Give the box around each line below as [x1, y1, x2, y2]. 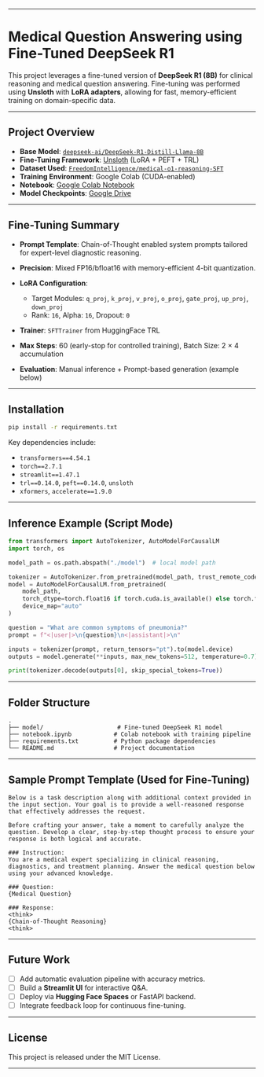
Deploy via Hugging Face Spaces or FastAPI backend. [19, 991, 196, 1001]
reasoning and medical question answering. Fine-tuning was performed [8, 79, 240, 88]
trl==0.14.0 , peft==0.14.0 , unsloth [19, 478, 134, 487]
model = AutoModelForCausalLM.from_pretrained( [8, 580, 167, 588]
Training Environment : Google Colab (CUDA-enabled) [19, 171, 196, 181]
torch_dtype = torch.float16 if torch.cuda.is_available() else [22, 595, 230, 603]
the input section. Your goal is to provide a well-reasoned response [8, 800, 244, 808]
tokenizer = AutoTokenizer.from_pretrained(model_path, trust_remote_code [8, 573, 258, 581]
